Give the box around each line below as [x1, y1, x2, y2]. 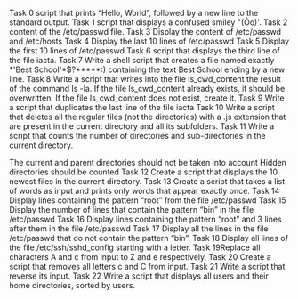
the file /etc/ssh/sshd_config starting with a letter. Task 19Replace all [9, 242, 261, 253]
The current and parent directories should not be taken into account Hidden [9, 158, 287, 167]
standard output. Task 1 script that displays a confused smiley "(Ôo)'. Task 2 [9, 17, 288, 28]
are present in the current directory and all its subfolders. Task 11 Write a [9, 121, 274, 132]
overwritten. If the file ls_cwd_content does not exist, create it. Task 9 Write [9, 93, 285, 103]
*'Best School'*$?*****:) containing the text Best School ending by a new [9, 64, 286, 75]
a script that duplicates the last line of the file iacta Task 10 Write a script [9, 102, 276, 112]
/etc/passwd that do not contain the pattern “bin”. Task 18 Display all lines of [9, 233, 289, 243]
